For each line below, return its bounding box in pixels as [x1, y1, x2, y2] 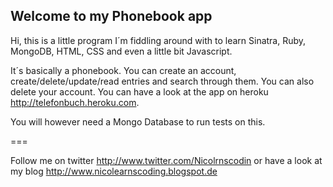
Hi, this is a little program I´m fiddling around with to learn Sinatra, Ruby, [10, 34, 307, 46]
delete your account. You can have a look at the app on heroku [10, 85, 269, 98]
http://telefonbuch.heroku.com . [10, 96, 140, 108]
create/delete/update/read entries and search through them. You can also [10, 75, 315, 87]
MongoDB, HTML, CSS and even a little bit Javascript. [10, 45, 233, 57]
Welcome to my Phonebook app [10, 8, 213, 25]
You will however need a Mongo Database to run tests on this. [10, 115, 266, 128]
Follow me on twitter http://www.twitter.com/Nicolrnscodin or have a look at [10, 154, 323, 166]
